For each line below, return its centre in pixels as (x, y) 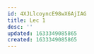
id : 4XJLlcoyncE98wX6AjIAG (47, 14)
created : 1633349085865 (42, 40)
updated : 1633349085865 (42, 33)
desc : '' (20, 27)
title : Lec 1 (27, 20)
